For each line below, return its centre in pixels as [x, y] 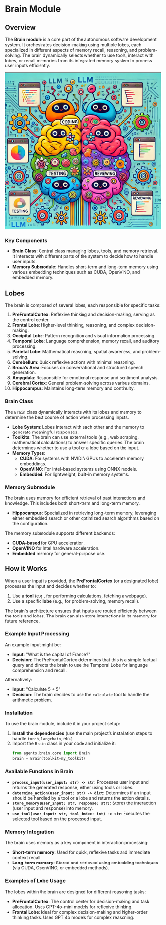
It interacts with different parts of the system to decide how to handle [83, 256]
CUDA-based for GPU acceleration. [48, 543]
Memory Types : [29, 453]
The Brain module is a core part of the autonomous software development [81, 39]
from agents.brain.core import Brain [51, 753]
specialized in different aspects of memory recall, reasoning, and [71, 50]
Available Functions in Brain [39, 771]
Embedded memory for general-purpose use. [59, 553]
